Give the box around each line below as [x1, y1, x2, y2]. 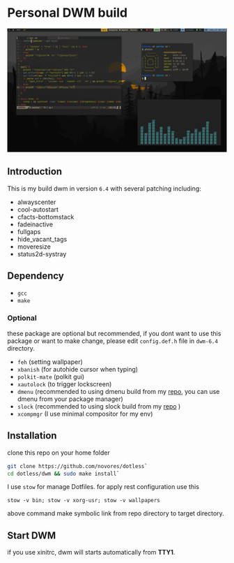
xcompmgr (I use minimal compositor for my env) [17, 409, 153, 418]
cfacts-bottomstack [17, 212, 75, 221]
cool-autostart [17, 205, 59, 214]
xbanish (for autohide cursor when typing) [17, 365, 138, 373]
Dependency [7, 270, 64, 282]
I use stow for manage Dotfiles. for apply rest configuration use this [7, 483, 200, 491]
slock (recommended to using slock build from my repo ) [17, 402, 181, 410]
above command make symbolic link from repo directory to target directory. [7, 509, 224, 518]
